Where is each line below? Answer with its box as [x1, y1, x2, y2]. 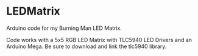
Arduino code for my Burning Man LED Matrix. [6, 24, 122, 32]
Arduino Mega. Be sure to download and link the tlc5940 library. [6, 43, 167, 50]
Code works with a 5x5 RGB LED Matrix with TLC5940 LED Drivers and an [6, 36, 193, 43]
